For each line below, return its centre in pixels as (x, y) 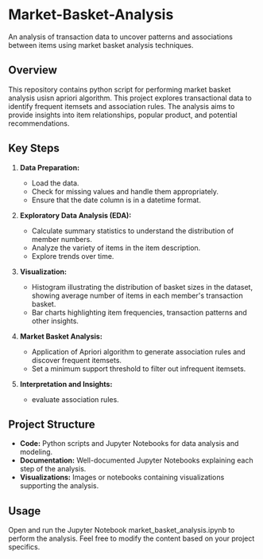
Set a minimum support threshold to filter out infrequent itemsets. (139, 369)
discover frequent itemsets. (76, 360)
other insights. (55, 321)
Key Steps (34, 149)
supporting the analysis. (59, 486)
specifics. (24, 547)
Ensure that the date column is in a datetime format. (116, 200)
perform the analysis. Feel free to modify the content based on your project (131, 538)
